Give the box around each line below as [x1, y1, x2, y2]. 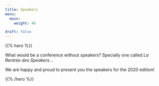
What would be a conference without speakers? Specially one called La [5, 52, 149, 58]
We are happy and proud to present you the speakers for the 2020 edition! [5, 67, 155, 73]
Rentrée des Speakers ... [5, 57, 54, 63]
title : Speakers [5, 7, 38, 12]
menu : [5, 12, 16, 17]
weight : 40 [14, 20, 36, 26]
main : [9, 16, 21, 21]
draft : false [5, 30, 32, 34]
